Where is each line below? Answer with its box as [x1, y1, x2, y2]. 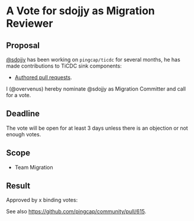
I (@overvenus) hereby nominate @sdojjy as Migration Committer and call [6, 85, 186, 92]
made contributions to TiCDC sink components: [6, 62, 122, 69]
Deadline [6, 108, 40, 119]
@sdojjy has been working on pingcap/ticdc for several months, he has [6, 56, 180, 63]
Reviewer [6, 17, 53, 30]
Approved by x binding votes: [6, 197, 78, 204]
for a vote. [6, 92, 31, 98]
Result [6, 181, 31, 191]
